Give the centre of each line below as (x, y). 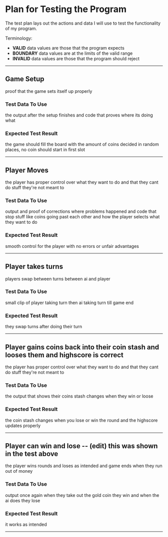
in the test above (32, 453)
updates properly (23, 426)
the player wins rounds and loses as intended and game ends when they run (84, 466)
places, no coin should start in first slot (45, 150)
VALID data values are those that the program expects (68, 48)
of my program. (21, 28)
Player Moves (27, 170)
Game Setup (25, 79)
